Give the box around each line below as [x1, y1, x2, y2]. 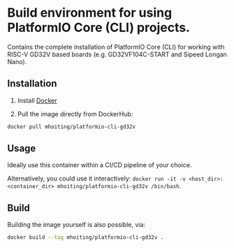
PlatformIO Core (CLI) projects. [7, 20, 191, 36]
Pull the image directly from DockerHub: [17, 109, 133, 118]
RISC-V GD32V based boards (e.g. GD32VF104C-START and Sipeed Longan [7, 50, 227, 59]
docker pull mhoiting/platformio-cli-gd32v [7, 123, 136, 130]
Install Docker [17, 96, 57, 104]
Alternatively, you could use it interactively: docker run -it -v [7, 174, 187, 183]
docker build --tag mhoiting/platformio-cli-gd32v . [7, 234, 164, 241]
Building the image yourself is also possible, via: [7, 221, 145, 229]
